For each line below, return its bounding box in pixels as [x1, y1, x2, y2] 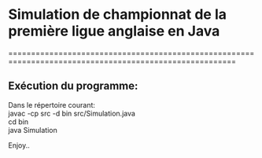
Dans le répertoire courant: [8, 100, 96, 109]
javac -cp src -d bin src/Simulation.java [8, 108, 136, 118]
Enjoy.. [8, 140, 30, 150]
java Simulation [8, 125, 57, 134]
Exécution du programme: [8, 79, 138, 93]
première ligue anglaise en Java [8, 22, 220, 40]
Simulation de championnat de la [8, 6, 227, 24]
